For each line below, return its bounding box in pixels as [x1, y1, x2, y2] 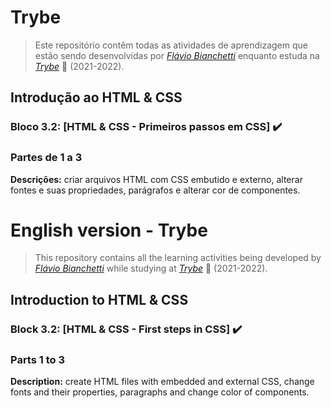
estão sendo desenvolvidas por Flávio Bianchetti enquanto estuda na [34, 49, 320, 61]
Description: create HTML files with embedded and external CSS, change [10, 376, 315, 388]
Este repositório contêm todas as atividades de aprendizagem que [34, 39, 308, 51]
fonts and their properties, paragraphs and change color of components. [10, 386, 310, 398]
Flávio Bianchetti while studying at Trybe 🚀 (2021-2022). [34, 262, 268, 275]
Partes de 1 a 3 [10, 151, 83, 165]
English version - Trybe [10, 219, 208, 241]
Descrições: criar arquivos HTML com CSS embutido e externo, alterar [10, 173, 303, 185]
